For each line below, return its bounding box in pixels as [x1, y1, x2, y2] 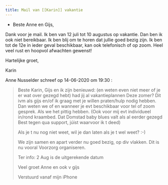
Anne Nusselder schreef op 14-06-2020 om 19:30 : [5, 77, 113, 83]
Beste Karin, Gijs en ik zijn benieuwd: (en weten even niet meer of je [17, 87, 161, 93]
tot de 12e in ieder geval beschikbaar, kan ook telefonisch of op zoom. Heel [5, 42, 163, 48]
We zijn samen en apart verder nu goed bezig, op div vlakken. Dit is [17, 139, 159, 145]
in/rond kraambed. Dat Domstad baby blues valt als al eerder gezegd [17, 114, 163, 120]
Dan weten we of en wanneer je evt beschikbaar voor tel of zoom [17, 103, 155, 109]
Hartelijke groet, [5, 57, 39, 64]
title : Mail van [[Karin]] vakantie [5, 7, 83, 13]
